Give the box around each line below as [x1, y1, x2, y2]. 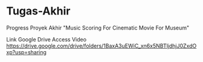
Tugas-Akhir [6, 4, 71, 18]
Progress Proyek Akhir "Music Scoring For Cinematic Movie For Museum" [6, 24, 190, 31]
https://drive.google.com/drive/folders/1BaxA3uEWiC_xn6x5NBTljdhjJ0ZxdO [6, 42, 197, 49]
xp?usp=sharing [6, 48, 47, 55]
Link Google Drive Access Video [6, 36, 86, 43]
